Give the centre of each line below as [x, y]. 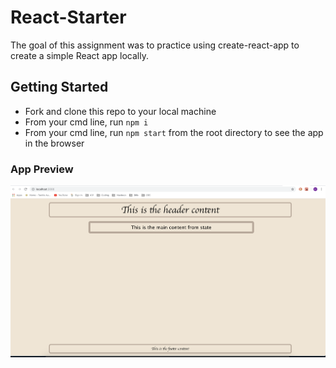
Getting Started [59, 87]
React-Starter [68, 17]
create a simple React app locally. [79, 55]
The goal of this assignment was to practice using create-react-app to [155, 45]
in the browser [54, 143]
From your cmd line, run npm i [86, 122]
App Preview [42, 169]
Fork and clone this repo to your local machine [120, 111]
